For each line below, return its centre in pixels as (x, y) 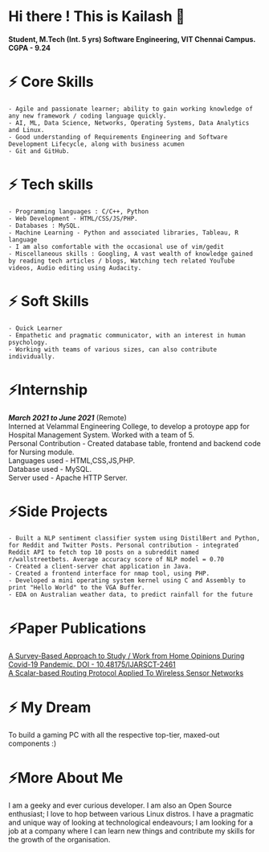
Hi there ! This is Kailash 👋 (97, 17)
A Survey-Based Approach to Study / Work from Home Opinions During (126, 656)
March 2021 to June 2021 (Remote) (67, 417)
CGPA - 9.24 (29, 48)
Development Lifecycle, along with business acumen (96, 144)
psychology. (28, 342)
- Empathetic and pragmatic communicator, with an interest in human (127, 335)
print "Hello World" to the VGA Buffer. (77, 588)
